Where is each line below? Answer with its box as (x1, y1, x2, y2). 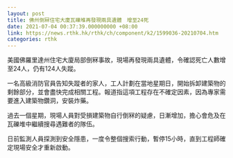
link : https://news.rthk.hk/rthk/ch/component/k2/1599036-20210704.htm (7, 29, 218, 37)
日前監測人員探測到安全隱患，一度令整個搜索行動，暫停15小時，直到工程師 (7, 134, 220, 143)
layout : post (7, 10, 45, 17)
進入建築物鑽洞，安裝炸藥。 (12, 96, 92, 105)
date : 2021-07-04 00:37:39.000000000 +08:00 (7, 23, 138, 30)
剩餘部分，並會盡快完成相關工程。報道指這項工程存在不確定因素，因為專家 (7, 88, 220, 96)
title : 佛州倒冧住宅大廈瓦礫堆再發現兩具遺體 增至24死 (7, 17, 149, 24)
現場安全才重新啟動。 (12, 143, 74, 152)
